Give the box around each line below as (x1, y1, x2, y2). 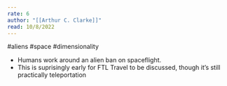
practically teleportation (17, 71, 86, 79)
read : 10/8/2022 (7, 23, 55, 30)
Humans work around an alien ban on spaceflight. (17, 56, 162, 64)
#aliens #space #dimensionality (7, 43, 99, 51)
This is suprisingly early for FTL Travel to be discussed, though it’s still (17, 64, 221, 72)
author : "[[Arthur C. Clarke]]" (7, 17, 102, 24)
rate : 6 (7, 10, 30, 17)
